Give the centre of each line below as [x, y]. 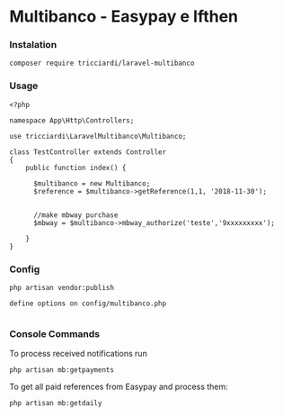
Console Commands [55, 334]
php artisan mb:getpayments [62, 370]
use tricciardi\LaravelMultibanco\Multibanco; [98, 136]
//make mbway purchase [75, 215]
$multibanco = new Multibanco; [92, 183]
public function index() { [76, 168]
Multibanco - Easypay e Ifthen [124, 17]
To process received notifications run [79, 354]
